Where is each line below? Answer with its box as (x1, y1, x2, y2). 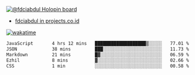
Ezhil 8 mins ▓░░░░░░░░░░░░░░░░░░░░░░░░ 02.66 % (6, 57, 189, 63)
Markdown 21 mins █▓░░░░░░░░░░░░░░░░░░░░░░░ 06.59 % (6, 52, 189, 58)
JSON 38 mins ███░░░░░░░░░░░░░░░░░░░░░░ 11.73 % (6, 46, 189, 52)
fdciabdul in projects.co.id (14, 17, 80, 24)
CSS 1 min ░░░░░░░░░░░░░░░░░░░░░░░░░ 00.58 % (6, 63, 189, 69)
